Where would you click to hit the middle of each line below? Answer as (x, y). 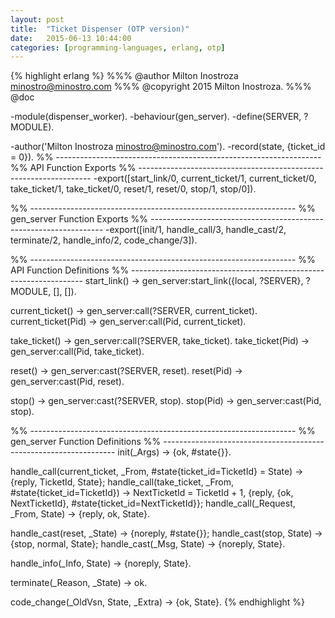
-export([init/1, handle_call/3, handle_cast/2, (196, 230)
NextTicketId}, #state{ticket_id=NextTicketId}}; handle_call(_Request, (153, 503)
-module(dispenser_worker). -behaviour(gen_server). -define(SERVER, (156, 117)
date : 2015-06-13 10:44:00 (71, 38)
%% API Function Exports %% (73, 168)
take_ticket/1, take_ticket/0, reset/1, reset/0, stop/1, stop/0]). (133, 189)
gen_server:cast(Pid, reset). (67, 382)
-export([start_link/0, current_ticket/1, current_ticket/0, (205, 178)
